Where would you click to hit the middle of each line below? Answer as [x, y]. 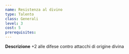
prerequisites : [21, 32]
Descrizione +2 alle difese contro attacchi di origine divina [64, 46]
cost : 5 [13, 28]
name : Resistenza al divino [34, 10]
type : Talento [20, 14]
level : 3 [14, 23]
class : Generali [22, 19]
